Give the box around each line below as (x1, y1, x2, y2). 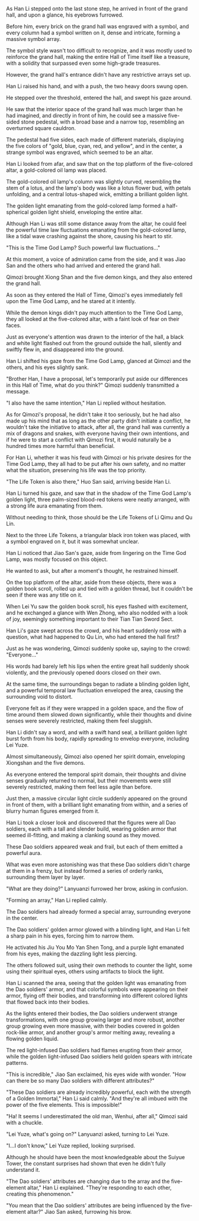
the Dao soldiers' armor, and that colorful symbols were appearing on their (6, 986, 188, 993)
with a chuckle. (6, 1119, 43, 1126)
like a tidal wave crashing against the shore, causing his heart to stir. (6, 233, 173, 239)
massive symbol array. (6, 36, 61, 42)
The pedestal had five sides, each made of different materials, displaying (6, 136, 184, 143)
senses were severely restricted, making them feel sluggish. (6, 717, 153, 724)
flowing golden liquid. (6, 1035, 59, 1042)
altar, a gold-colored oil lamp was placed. (6, 166, 107, 173)
